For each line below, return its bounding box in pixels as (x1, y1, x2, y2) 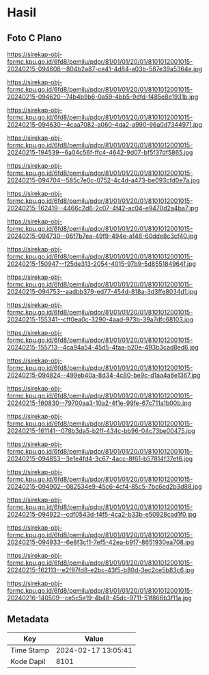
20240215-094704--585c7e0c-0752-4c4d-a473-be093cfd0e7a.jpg (7, 176, 200, 184)
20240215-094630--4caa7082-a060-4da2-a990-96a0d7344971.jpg (7, 121, 203, 128)
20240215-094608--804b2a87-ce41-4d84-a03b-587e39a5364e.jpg (7, 65, 203, 73)
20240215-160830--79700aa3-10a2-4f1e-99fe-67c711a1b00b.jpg (7, 399, 192, 407)
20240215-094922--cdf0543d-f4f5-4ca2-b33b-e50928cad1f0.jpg (7, 511, 197, 518)
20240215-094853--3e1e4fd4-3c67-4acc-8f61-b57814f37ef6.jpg (7, 454, 193, 463)
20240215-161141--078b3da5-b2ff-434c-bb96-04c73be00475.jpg (7, 427, 196, 434)
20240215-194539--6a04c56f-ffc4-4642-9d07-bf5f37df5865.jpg (7, 149, 193, 156)
